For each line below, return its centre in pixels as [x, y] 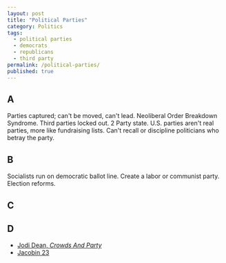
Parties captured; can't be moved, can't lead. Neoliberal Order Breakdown [112, 116]
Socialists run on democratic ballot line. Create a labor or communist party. [113, 176]
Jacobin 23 [33, 253]
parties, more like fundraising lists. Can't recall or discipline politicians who [113, 130]
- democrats [31, 46]
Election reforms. [32, 184]
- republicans [33, 52]
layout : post [26, 13]
